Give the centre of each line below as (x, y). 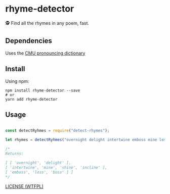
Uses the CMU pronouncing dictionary (45, 53)
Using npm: (17, 81)
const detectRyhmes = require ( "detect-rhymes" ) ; (57, 131)
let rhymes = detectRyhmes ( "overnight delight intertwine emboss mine (81, 140)
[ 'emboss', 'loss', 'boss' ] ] (39, 172)
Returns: (14, 154)
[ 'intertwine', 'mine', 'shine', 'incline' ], (56, 167)
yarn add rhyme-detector (31, 99)
